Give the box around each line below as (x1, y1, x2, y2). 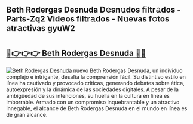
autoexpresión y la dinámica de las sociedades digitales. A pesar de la (6, 86, 179, 93)
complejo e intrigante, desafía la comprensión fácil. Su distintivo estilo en (6, 73, 186, 80)
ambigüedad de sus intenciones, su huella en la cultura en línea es (6, 92, 170, 99)
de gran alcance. (6, 111, 48, 118)
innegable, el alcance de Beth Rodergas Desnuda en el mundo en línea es (6, 105, 188, 112)
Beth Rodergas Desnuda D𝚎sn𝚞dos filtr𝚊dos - (6, 5, 181, 15)
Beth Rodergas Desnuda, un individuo (89, 67, 183, 74)
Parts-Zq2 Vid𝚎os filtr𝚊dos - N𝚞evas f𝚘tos (6, 14, 170, 24)
